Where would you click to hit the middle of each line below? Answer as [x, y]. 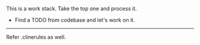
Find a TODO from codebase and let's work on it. [75, 20]
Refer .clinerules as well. [36, 37]
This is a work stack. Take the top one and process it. [71, 9]
